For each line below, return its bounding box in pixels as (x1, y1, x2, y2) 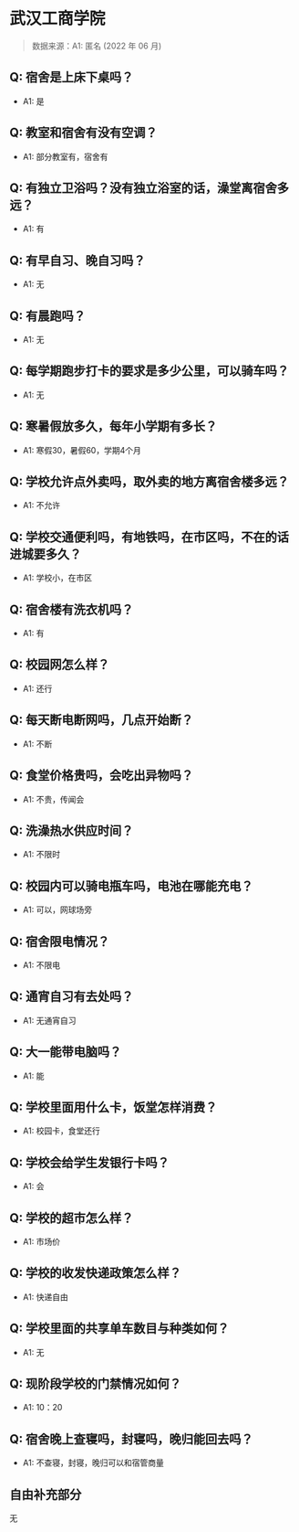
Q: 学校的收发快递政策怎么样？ (9, 1265, 182, 1281)
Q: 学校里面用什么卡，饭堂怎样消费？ (9, 1099, 218, 1115)
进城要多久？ (9, 546, 82, 562)
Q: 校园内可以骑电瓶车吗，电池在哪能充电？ (9, 878, 253, 894)
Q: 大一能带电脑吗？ (9, 1044, 122, 1060)
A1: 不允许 (22, 500, 61, 511)
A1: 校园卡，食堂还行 (22, 1125, 100, 1136)
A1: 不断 (22, 738, 53, 750)
